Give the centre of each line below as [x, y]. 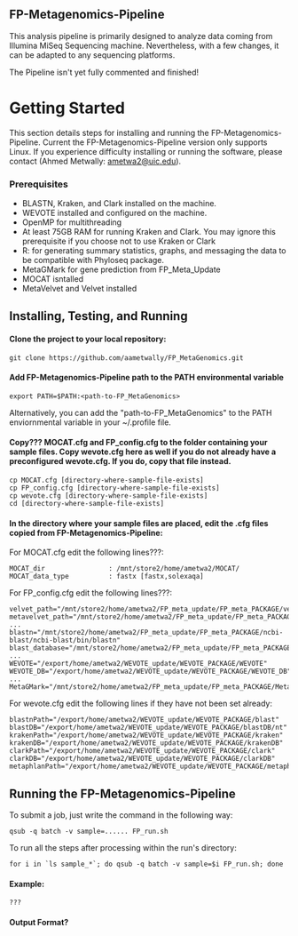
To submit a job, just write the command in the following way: [121, 815]
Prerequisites [39, 184]
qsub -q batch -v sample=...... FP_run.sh [89, 832]
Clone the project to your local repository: [88, 339]
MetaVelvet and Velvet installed [79, 289]
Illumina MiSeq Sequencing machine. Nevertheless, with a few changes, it [144, 45]
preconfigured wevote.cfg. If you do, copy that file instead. [120, 461]
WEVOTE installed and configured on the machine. [114, 213]
